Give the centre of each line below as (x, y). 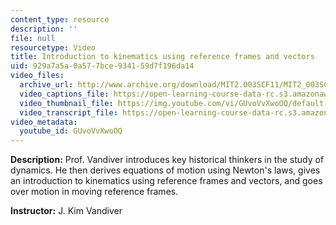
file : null (33, 38)
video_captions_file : (64, 94)
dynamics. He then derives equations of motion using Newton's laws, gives (165, 170)
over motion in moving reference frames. (94, 192)
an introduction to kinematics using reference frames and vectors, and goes (166, 181)
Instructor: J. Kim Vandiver (66, 211)
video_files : (37, 76)
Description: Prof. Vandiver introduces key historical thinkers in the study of (167, 160)
